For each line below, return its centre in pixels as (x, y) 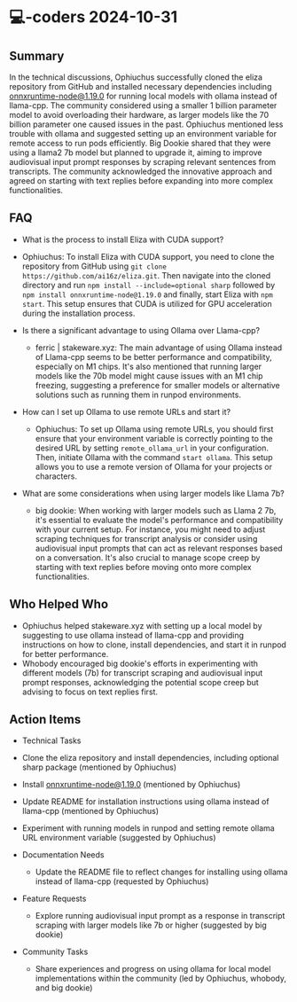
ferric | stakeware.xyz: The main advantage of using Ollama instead (159, 348)
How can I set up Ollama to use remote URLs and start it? (126, 411)
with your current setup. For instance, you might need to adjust (150, 529)
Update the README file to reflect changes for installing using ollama (161, 872)
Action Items (45, 720)
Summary (37, 55)
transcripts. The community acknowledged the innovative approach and (141, 171)
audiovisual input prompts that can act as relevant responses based (159, 548)
